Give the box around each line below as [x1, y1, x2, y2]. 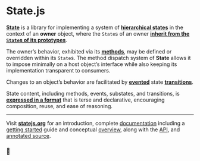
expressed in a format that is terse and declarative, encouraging [6, 96, 165, 103]
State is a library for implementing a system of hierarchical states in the [6, 24, 183, 31]
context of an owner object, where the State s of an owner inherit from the [6, 30, 190, 37]
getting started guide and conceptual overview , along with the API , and [6, 126, 180, 133]
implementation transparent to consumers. [6, 67, 111, 74]
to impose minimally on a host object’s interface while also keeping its [6, 61, 177, 68]
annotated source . [6, 132, 51, 139]
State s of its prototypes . [6, 36, 67, 43]
